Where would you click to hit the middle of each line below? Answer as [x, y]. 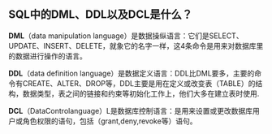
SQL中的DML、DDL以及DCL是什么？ [101, 15]
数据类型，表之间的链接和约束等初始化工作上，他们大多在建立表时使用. [141, 93]
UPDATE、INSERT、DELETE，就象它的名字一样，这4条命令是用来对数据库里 [136, 45]
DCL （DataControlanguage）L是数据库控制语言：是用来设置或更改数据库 [131, 110]
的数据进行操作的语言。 [47, 56]
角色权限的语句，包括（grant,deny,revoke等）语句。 [110, 121]
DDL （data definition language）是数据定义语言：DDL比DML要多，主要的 [132, 73]
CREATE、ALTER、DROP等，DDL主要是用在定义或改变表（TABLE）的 [139, 83]
